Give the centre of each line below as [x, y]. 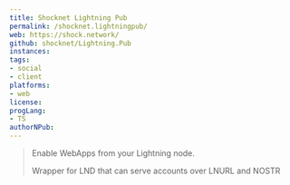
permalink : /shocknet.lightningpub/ [78, 26]
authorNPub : [32, 128]
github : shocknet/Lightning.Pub [70, 43]
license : [26, 102]
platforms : [30, 85]
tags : [19, 60]
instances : [30, 52]
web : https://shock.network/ [64, 34]
